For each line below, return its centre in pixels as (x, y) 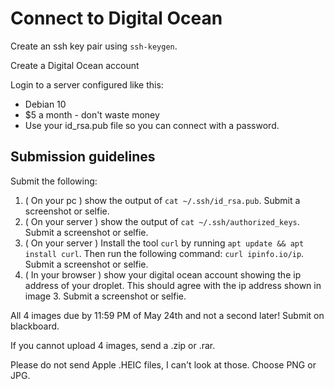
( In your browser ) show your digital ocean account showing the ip (163, 274)
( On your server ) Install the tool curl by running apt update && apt (164, 243)
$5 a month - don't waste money (92, 114)
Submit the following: (54, 181)
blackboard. (35, 326)
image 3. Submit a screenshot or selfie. (105, 296)
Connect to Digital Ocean (116, 18)
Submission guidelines (83, 157)
